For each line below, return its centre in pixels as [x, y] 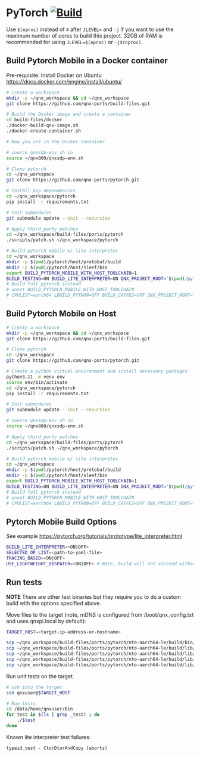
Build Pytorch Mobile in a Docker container [87, 61]
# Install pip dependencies [41, 191]
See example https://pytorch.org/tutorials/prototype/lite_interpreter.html [94, 536]
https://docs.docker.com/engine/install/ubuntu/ [64, 81]
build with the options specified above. [54, 603]
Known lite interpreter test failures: [49, 737]
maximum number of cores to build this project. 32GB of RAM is [84, 35]
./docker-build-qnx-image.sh [42, 125]
